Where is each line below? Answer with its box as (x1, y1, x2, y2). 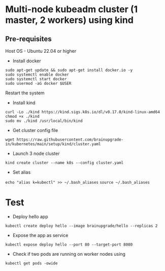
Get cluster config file (12, 127, 58, 133)
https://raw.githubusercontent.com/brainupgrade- (16, 137, 124, 142)
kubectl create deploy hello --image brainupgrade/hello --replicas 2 (5, 223, 158, 228)
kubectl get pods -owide (5, 260, 58, 266)
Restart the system (5, 90, 45, 96)
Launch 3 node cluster (12, 151, 60, 156)
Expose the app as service (12, 232, 69, 238)
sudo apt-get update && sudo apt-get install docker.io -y (5, 67, 133, 73)
